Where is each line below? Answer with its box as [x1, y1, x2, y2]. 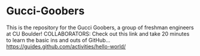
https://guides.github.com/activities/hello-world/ [6, 43, 126, 50]
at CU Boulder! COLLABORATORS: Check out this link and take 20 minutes [6, 30, 190, 37]
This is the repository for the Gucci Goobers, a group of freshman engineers [6, 24, 194, 31]
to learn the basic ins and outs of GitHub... [6, 36, 111, 43]
